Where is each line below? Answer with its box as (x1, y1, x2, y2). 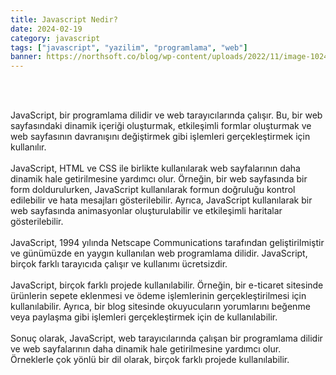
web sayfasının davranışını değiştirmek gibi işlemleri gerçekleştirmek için (10, 131, 311, 143)
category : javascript (10, 33, 101, 43)
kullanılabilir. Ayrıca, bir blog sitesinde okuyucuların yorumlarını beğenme (10, 301, 311, 313)
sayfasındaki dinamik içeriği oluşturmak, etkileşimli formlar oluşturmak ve (10, 120, 312, 132)
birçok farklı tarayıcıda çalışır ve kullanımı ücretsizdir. (10, 258, 228, 270)
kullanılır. (10, 141, 47, 153)
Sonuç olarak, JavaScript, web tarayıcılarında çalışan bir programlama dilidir (10, 332, 323, 345)
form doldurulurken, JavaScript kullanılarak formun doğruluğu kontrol (10, 184, 296, 196)
